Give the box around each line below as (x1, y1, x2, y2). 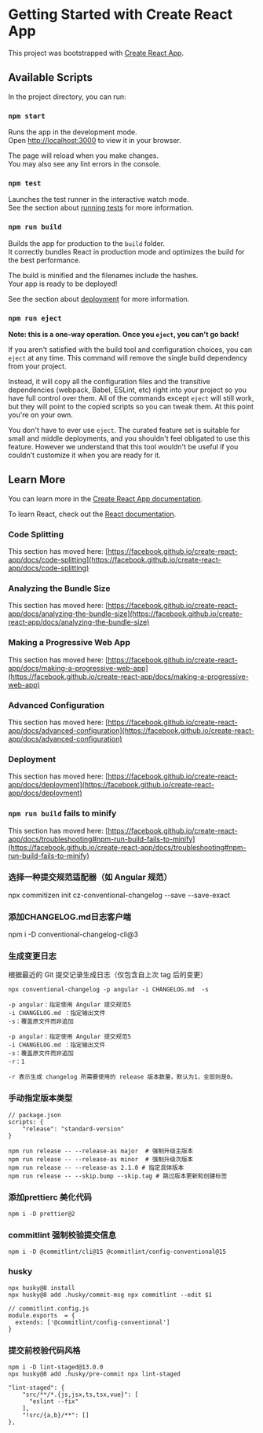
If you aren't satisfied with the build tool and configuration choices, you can (8, 344, 253, 354)
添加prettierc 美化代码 (8, 1192, 93, 1203)
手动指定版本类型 (8, 1093, 73, 1104)
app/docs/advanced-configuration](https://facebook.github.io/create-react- (8, 725, 255, 735)
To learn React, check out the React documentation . (8, 509, 177, 519)
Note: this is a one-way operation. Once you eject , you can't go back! (8, 329, 239, 339)
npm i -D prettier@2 (8, 1210, 76, 1219)
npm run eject (8, 313, 62, 323)
